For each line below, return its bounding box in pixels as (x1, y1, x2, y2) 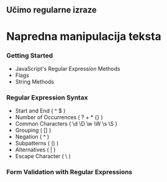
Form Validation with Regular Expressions (6, 168, 133, 177)
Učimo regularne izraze (6, 5, 97, 15)
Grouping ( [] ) (15, 126, 52, 134)
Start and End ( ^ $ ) (15, 107, 66, 115)
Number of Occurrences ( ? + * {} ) (15, 114, 104, 121)
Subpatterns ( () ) (15, 140, 59, 147)
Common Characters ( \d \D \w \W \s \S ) (15, 120, 118, 128)
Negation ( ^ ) (15, 133, 50, 140)
